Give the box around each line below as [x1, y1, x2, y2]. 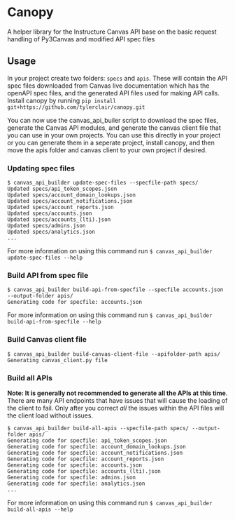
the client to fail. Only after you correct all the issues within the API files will [7, 404, 225, 412]
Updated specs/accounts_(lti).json [7, 216, 111, 223]
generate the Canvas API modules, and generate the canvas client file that [7, 124, 222, 132]
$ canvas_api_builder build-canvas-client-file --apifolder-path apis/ [7, 350, 220, 358]
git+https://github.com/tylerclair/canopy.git [7, 103, 145, 111]
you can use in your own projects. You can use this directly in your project [7, 131, 221, 139]
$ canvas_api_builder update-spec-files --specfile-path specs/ [7, 180, 199, 187]
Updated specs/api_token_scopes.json [7, 185, 117, 193]
